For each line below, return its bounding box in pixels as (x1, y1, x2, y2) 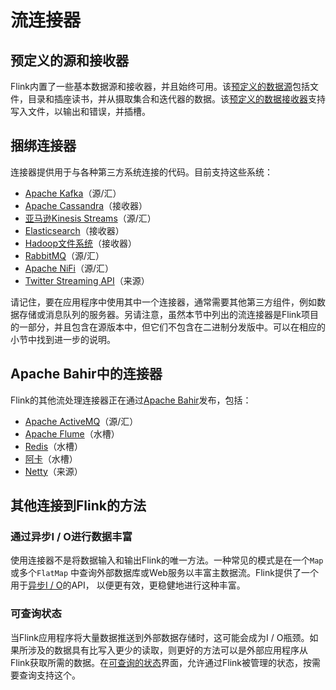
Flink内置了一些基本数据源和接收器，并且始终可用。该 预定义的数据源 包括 (10, 81, 310, 92)
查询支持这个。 (18, 669, 81, 681)
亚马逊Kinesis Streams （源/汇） (24, 212, 157, 224)
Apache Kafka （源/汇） (24, 187, 122, 199)
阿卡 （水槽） (24, 452, 78, 465)
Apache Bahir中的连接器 (10, 366, 163, 383)
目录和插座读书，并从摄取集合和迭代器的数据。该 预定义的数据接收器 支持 (27, 93, 326, 105)
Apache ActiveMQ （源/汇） (24, 415, 139, 427)
